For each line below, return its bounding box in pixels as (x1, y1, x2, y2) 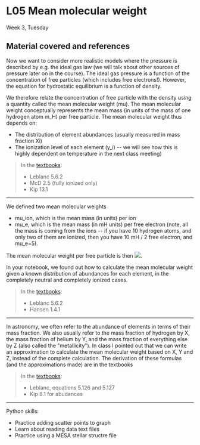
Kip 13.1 (29, 186, 48, 193)
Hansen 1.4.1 (29, 305, 61, 313)
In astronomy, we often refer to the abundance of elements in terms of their (6, 323, 191, 330)
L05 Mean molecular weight (6, 4, 147, 18)
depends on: (6, 119, 37, 126)
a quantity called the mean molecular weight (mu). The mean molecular (6, 100, 182, 107)
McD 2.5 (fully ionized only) (29, 179, 98, 186)
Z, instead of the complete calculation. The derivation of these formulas (6, 354, 182, 361)
